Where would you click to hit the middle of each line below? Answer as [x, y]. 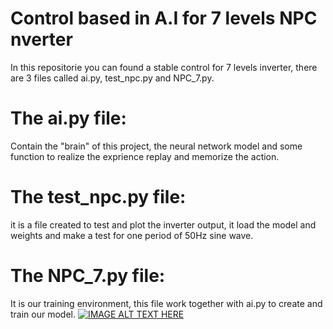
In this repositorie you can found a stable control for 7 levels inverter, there [164, 67]
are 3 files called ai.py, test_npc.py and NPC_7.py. [112, 78]
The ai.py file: [68, 118]
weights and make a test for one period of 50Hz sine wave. [132, 235]
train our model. [43, 314]
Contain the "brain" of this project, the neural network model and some [156, 146]
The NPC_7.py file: [88, 276]
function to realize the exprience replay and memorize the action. [145, 156]
